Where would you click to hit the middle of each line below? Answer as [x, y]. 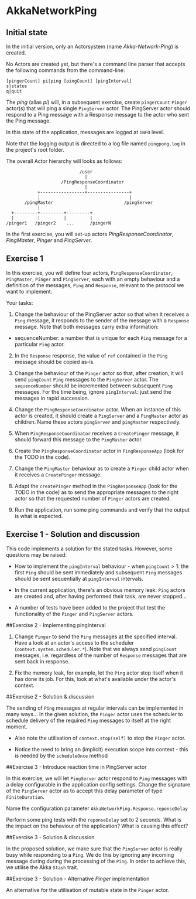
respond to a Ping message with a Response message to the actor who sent [98, 115]
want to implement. [29, 291]
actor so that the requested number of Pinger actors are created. [93, 498]
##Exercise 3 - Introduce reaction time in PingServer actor [76, 767]
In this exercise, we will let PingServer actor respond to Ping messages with [97, 778]
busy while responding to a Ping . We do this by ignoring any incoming [90, 854]
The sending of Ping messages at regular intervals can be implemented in [95, 708]
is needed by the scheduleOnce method [61, 755]
